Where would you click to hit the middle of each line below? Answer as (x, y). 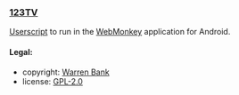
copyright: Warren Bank (66, 72)
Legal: (21, 51)
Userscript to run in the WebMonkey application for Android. (120, 32)
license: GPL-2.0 (52, 81)
